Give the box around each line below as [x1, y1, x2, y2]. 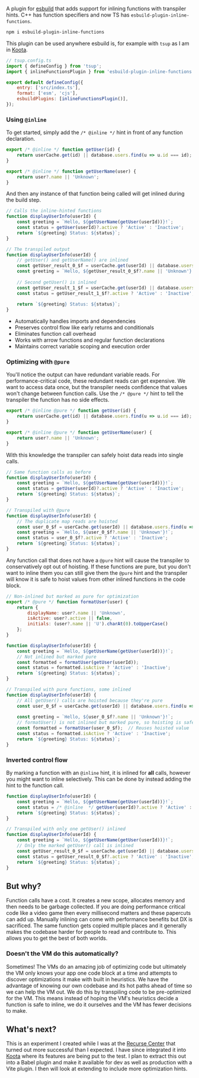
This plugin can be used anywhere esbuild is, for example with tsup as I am [6, 40, 190, 47]
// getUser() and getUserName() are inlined [17, 257, 129, 263]
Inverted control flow [6, 756, 68, 764]
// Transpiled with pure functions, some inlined [6, 686, 131, 693]
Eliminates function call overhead [14, 330, 97, 338]
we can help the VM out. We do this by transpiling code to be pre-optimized [6, 988, 191, 996]
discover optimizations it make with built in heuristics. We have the [6, 975, 169, 982]
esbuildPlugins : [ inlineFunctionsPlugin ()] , [17, 96, 129, 102]
